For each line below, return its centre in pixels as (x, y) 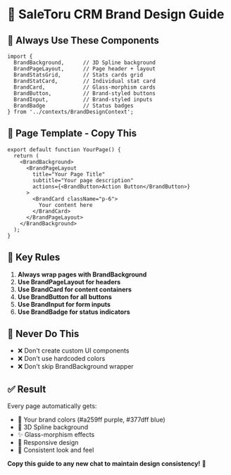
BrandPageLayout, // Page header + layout (85, 69)
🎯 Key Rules (34, 257)
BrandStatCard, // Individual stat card (85, 81)
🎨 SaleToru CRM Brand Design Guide (116, 14)
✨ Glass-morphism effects (56, 435)
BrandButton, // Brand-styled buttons (85, 94)
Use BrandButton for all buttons (65, 297)
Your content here (65, 205)
